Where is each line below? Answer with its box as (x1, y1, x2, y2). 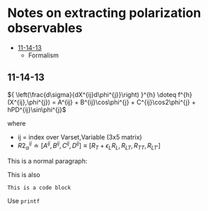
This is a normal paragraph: (7, 157, 88, 166)
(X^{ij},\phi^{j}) (7, 98, 51, 106)
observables (7, 20, 83, 36)
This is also (7, 171, 40, 179)
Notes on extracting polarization (7, 5, 202, 21)
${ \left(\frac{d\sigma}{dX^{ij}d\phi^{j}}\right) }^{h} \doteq (7, 90, 177, 98)
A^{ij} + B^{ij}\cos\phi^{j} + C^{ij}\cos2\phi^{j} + (57, 98, 196, 106)
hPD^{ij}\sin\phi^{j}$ (7, 105, 67, 114)
